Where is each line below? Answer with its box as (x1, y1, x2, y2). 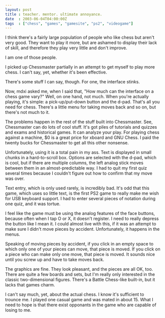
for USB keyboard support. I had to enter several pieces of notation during (5, 196, 156, 202)
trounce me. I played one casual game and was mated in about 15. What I (5, 297, 154, 303)
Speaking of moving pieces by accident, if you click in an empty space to (5, 241, 154, 247)
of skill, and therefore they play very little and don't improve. (5, 45, 128, 51)
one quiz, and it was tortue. (5, 201, 61, 207)
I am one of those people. (5, 55, 58, 61)
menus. (5, 231, 21, 237)
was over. (5, 176, 25, 181)
